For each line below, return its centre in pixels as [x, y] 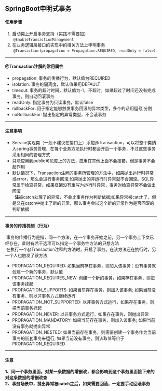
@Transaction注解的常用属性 [34, 66]
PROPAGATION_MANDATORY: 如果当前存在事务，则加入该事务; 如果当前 [84, 320]
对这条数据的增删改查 [26, 378]
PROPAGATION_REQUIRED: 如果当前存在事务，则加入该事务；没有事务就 [84, 266]
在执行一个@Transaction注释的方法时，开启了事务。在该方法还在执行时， [79, 249]
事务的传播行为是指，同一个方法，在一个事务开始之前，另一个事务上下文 [78, 237]
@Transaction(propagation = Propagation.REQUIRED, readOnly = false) [85, 51]
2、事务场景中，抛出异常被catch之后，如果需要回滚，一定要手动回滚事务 [78, 384]
